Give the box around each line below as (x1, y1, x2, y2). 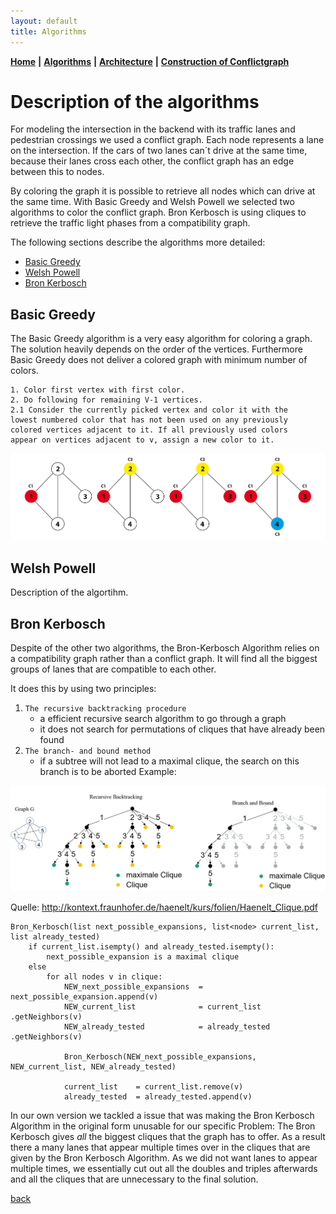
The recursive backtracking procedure (24, 704, 187, 714)
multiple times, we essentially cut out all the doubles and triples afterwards (10, 1163, 318, 1175)
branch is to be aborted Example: (39, 766, 177, 778)
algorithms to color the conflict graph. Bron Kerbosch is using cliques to (10, 206, 307, 219)
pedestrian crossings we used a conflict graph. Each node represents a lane (10, 134, 325, 146)
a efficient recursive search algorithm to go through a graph (39, 713, 287, 725)
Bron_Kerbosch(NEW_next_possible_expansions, (63, 1052, 257, 1062)
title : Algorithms (10, 26, 87, 37)
